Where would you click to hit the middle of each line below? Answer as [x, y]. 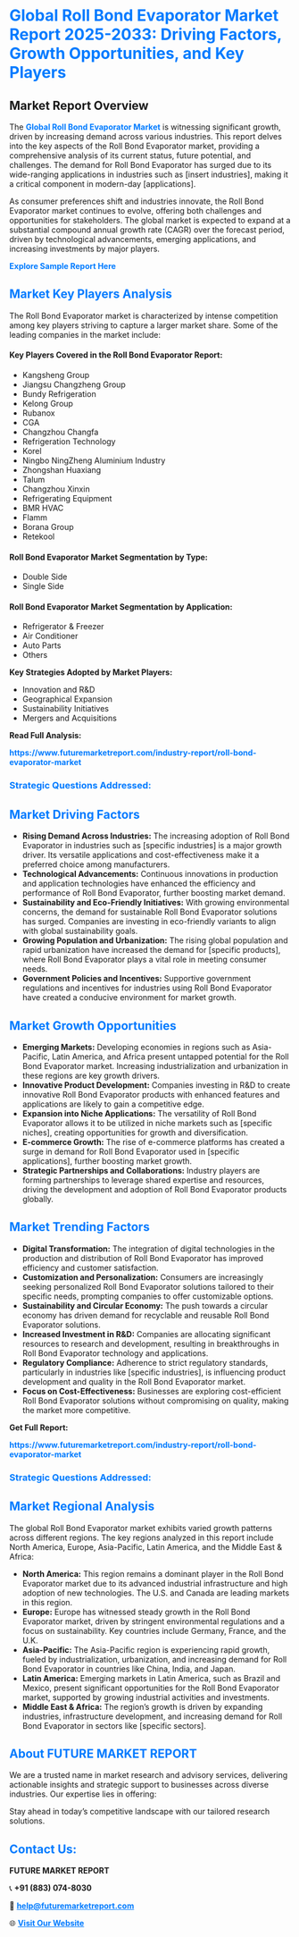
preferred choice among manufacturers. [96, 864]
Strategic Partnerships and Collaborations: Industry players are [141, 1170]
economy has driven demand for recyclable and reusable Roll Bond [145, 1315]
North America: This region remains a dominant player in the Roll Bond [153, 1573]
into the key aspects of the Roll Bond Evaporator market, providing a [135, 146]
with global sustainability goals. [80, 931]
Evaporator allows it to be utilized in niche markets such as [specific [147, 1123]
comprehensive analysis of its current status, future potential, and [130, 156]
